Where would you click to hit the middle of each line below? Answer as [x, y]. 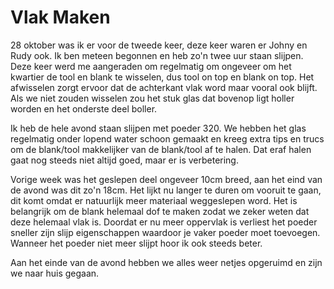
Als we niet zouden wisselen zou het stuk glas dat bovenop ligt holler [152, 98]
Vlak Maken [60, 17]
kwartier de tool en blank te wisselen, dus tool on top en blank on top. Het [162, 77]
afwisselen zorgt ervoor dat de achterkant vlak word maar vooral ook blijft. [164, 87]
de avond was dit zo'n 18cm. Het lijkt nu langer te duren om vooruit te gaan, [166, 190]
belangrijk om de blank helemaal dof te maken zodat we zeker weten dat [160, 211]
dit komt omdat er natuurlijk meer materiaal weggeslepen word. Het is [154, 200]
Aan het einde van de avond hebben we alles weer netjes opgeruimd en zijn [166, 262]
